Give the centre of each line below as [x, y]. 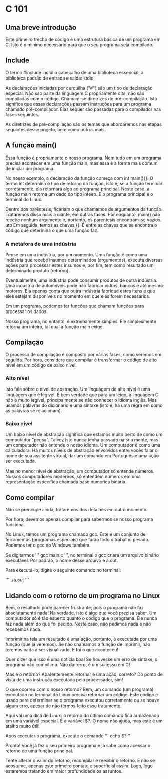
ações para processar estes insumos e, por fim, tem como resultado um [79, 265]
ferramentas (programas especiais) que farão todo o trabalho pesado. [77, 540]
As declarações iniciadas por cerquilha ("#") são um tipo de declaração [79, 88]
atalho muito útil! [22, 726]
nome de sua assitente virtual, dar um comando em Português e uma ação [82, 456]
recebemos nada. [23, 629]
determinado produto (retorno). [38, 270]
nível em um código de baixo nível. [41, 365]
